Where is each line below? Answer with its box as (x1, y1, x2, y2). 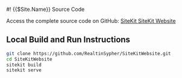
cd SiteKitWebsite (6, 56, 52, 62)
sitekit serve (6, 67, 42, 73)
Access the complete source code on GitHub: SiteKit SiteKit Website (6, 17, 176, 24)
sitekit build (6, 62, 42, 68)
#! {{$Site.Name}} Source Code (6, 6, 85, 13)
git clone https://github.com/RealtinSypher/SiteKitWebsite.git (6, 50, 171, 56)
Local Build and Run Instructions (6, 35, 131, 45)
